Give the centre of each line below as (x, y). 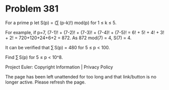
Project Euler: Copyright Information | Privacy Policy (59, 67)
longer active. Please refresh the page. (46, 82)
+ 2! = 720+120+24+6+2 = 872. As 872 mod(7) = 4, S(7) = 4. (69, 38)
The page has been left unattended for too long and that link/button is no (81, 76)
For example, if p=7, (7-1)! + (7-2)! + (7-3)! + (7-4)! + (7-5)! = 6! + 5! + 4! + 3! (85, 32)
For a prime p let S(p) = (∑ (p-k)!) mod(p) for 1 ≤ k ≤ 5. (61, 23)
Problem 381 (32, 9)
